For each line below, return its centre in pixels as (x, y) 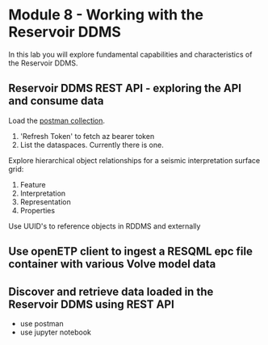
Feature (33, 184)
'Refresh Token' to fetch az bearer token (87, 136)
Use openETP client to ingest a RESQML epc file (130, 252)
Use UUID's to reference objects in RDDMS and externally (105, 226)
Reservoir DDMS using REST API (92, 304)
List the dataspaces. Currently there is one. (92, 145)
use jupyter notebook (55, 332)
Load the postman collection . (57, 120)
